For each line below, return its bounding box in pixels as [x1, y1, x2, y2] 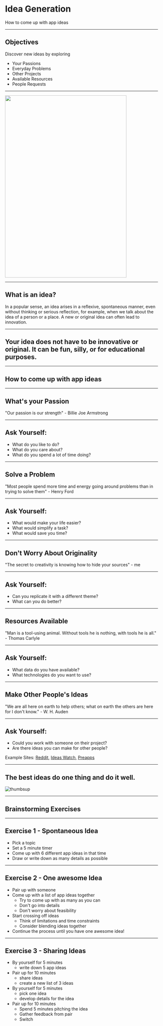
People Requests [12, 81, 46, 87]
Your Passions [12, 60, 41, 66]
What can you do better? [12, 598, 62, 604]
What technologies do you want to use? [12, 672, 92, 678]
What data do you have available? [12, 667, 80, 672]
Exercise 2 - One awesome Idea [5, 874, 102, 882]
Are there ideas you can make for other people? [12, 745, 108, 751]
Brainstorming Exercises [5, 805, 81, 813]
